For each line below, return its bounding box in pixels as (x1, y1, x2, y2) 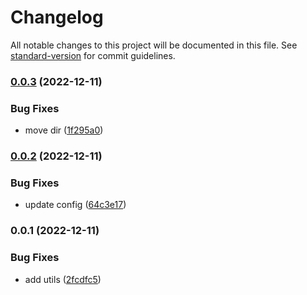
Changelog (10, 6, 104, 29)
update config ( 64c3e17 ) (24, 199, 127, 211)
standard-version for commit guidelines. (10, 49, 176, 61)
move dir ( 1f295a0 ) (24, 124, 104, 136)
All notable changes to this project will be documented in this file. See (10, 39, 298, 51)
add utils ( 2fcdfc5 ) (24, 273, 102, 285)
